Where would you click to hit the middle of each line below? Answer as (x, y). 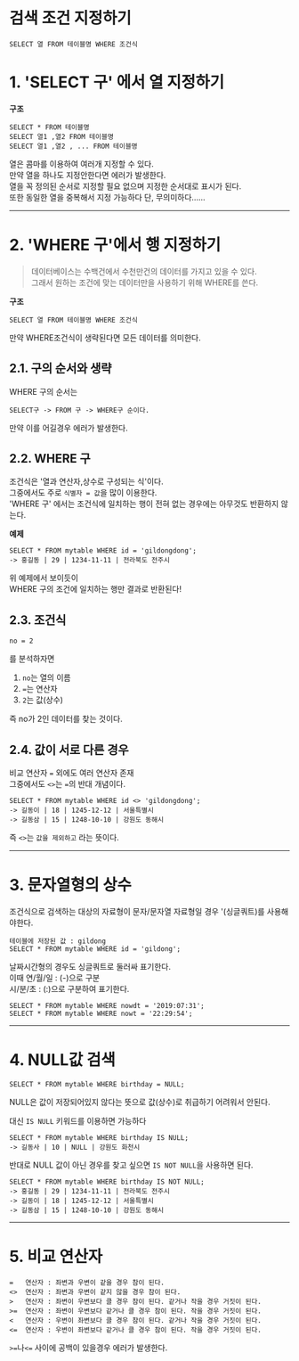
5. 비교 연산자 (56, 1257)
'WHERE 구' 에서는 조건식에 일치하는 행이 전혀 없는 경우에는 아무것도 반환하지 (144, 504)
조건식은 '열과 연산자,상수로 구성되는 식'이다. (86, 481)
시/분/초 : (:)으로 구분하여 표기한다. (69, 989)
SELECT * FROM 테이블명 (49, 127)
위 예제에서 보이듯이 (44, 578)
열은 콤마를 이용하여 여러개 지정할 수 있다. (81, 164)
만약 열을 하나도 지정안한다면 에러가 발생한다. (88, 175)
